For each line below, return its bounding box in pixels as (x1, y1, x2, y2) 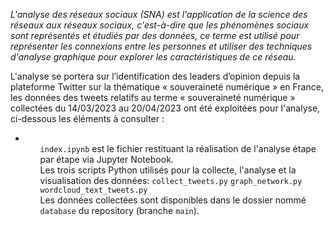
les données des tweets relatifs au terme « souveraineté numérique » (10, 92, 296, 103)
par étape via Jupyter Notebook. (39, 154, 174, 165)
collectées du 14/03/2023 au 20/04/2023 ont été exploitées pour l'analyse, (10, 102, 321, 114)
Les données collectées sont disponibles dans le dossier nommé (39, 194, 307, 206)
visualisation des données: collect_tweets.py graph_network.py (39, 175, 303, 186)
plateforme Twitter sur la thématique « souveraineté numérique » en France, (10, 81, 325, 93)
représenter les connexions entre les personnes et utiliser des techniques (10, 40, 313, 52)
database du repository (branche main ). (39, 205, 200, 216)
